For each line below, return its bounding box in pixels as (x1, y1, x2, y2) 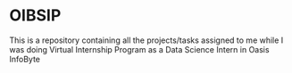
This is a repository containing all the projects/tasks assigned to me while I (9, 35, 284, 45)
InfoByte (9, 53, 41, 64)
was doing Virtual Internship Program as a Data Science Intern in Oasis (9, 44, 270, 54)
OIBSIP (9, 5, 62, 26)
